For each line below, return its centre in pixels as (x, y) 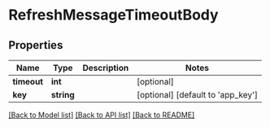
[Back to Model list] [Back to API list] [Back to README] (102, 115)
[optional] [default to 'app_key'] (198, 95)
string (63, 95)
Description (106, 68)
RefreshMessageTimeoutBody (113, 15)
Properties (36, 45)
